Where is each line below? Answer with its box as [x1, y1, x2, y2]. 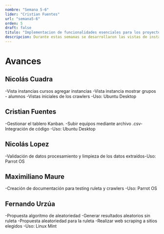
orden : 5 [5, 21, 23, 26]
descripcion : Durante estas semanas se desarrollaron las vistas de [5, 35, 147, 40]
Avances [5, 56, 41, 67]
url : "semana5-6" [5, 16, 41, 21]
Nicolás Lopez [5, 140, 49, 149]
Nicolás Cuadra [5, 75, 53, 83]
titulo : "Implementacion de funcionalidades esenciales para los [5, 30, 141, 35]
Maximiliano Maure [5, 172, 65, 181]
